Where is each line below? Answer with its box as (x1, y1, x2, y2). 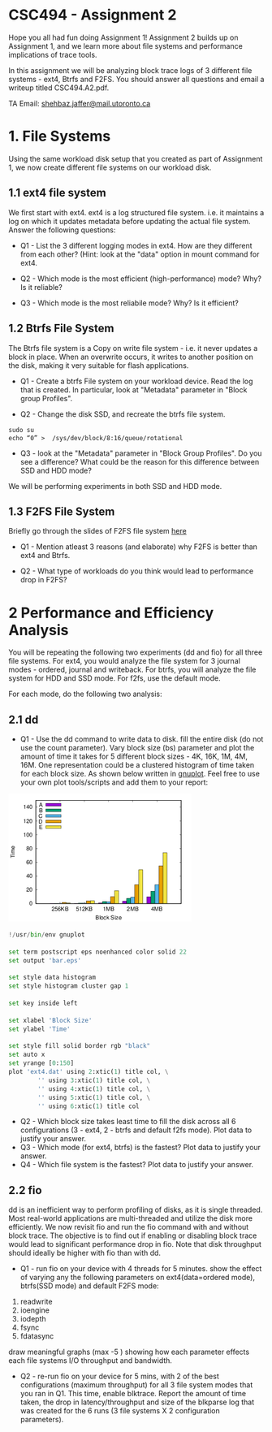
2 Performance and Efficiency (8, 604, 214, 622)
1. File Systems (8, 128, 111, 145)
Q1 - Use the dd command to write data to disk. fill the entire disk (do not (19, 734, 264, 744)
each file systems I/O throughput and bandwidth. (8, 1356, 173, 1365)
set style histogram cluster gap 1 (8, 982, 129, 990)
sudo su (8, 426, 35, 434)
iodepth (19, 1314, 46, 1324)
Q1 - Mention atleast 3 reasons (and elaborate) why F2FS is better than (19, 542, 258, 552)
